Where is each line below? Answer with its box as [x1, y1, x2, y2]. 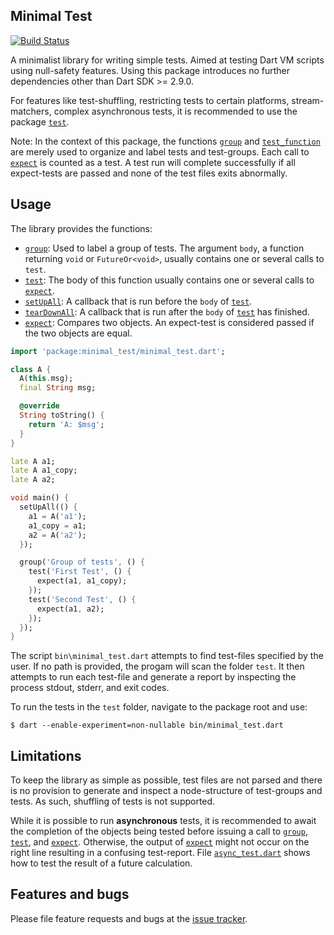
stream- [291, 94, 325, 106]
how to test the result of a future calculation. [10, 857, 193, 869]
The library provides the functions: [10, 222, 153, 234]
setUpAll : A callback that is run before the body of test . [24, 295, 253, 307]
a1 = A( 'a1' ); [28, 511, 87, 521]
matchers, [10, 105, 52, 117]
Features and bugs [10, 886, 130, 903]
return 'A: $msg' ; [28, 419, 105, 429]
